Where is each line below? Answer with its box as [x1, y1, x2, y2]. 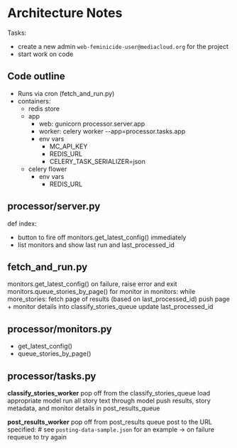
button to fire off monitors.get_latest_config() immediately [17, 233, 187, 241]
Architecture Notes [7, 5, 123, 21]
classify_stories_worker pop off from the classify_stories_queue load [7, 389, 211, 397]
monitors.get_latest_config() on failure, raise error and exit [7, 280, 177, 288]
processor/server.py [7, 200, 101, 212]
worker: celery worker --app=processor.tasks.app [38, 126, 186, 136]
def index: [7, 219, 37, 228]
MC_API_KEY [49, 142, 88, 151]
